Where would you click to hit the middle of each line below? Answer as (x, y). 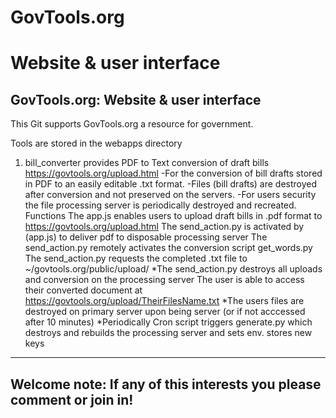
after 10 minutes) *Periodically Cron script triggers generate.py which (168, 322)
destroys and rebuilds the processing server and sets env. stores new (168, 333)
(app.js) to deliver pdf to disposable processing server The (146, 237)
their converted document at (83, 290)
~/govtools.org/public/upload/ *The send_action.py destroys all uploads (173, 269)
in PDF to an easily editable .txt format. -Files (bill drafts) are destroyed (171, 184)
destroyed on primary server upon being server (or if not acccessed (165, 312)
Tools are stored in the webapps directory (96, 143)
